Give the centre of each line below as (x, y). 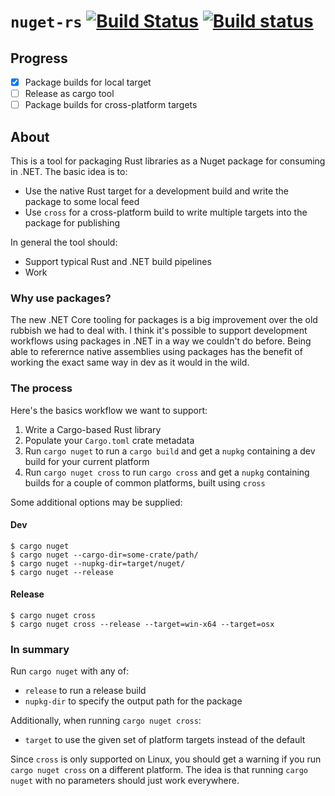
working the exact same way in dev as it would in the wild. (130, 362)
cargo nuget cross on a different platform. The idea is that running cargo (159, 770)
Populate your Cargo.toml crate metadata (109, 440)
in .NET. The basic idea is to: (69, 171)
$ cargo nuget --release (62, 572)
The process (41, 388)
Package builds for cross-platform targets (111, 105)
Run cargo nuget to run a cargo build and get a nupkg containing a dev (170, 451)
